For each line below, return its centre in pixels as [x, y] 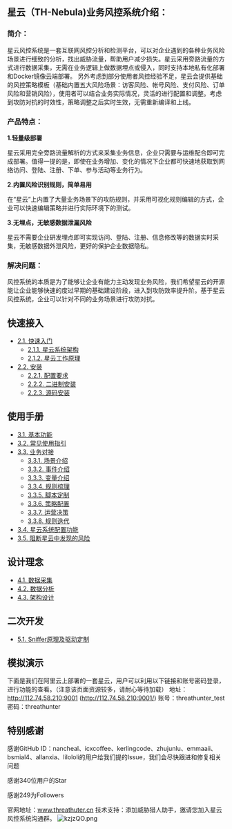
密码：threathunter [34, 707]
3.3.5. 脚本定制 [48, 495]
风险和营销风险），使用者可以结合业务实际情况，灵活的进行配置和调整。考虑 [115, 93]
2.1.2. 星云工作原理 [54, 359]
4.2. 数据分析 [36, 589]
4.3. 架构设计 [36, 597]
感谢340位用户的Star [37, 781]
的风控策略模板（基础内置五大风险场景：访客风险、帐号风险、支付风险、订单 [116, 84]
